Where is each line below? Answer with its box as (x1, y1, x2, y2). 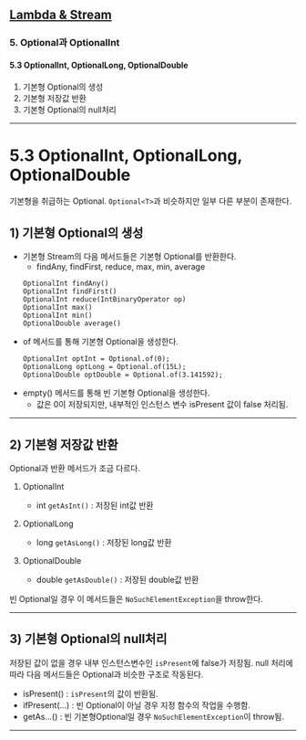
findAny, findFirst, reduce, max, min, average (36, 261, 206, 272)
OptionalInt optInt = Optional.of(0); (22, 354, 170, 364)
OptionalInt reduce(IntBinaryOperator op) (22, 295, 187, 304)
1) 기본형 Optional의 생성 (9, 225, 144, 240)
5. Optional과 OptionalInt (9, 37, 120, 49)
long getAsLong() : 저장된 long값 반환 (36, 537, 172, 548)
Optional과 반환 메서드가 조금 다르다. (9, 463, 141, 474)
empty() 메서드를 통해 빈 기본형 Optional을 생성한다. (22, 387, 210, 398)
